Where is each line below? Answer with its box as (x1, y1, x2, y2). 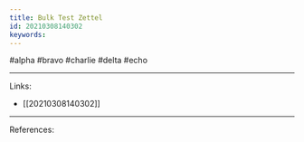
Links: (9, 80, 32, 91)
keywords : (9, 30, 47, 39)
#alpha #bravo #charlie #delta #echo (9, 55, 147, 66)
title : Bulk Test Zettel (9, 13, 103, 23)
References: (9, 124, 54, 136)
